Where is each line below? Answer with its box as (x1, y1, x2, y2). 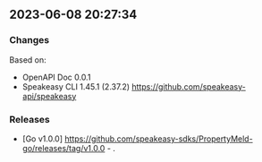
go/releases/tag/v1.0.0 (21, 142, 106, 153)
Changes (9, 34, 50, 47)
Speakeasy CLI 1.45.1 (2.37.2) (21, 81, 131, 92)
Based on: (9, 54, 46, 65)
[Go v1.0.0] (21, 133, 63, 144)
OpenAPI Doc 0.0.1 (21, 72, 91, 82)
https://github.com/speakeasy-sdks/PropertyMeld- (63, 133, 253, 144)
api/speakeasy (21, 90, 77, 101)
